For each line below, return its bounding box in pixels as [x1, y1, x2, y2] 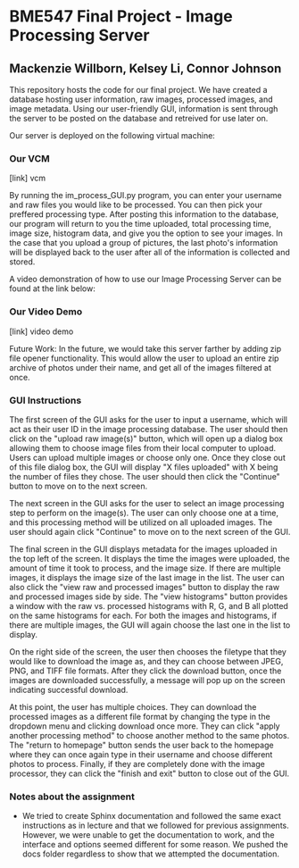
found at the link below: [9, 283, 96, 294]
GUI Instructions [9, 394, 82, 406]
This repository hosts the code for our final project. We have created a [9, 85, 268, 95]
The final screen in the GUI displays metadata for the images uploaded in [9, 543, 278, 555]
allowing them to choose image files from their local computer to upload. [9, 442, 277, 453]
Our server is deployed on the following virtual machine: [9, 130, 216, 140]
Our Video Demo [9, 305, 83, 318]
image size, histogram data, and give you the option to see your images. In [9, 228, 283, 238]
